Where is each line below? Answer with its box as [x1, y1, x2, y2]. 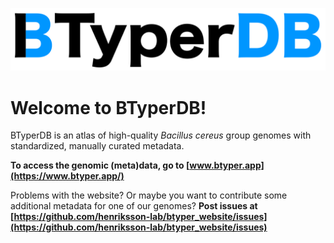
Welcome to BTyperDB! [10, 96, 207, 119]
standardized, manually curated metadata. [10, 140, 185, 152]
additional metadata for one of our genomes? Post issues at [10, 200, 258, 212]
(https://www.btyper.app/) [10, 170, 125, 182]
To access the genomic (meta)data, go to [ [10, 159, 190, 172]
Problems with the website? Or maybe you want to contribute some [10, 189, 288, 202]
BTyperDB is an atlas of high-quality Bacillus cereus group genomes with [10, 129, 312, 142]
